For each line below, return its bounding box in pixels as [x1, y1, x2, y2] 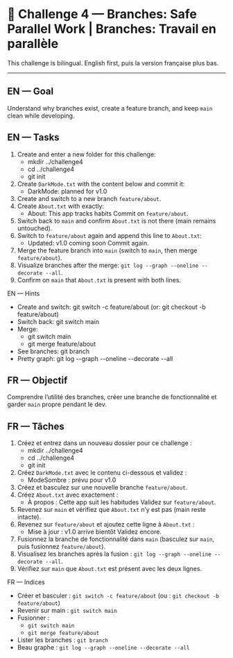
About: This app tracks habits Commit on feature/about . [27, 209, 189, 218]
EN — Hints [7, 289, 40, 298]
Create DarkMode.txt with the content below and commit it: [17, 179, 185, 188]
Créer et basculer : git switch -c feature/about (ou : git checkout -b [17, 591, 220, 600]
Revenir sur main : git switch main [17, 607, 118, 615]
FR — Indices [7, 578, 45, 586]
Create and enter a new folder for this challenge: [17, 150, 156, 159]
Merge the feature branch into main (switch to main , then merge [17, 246, 198, 255]
